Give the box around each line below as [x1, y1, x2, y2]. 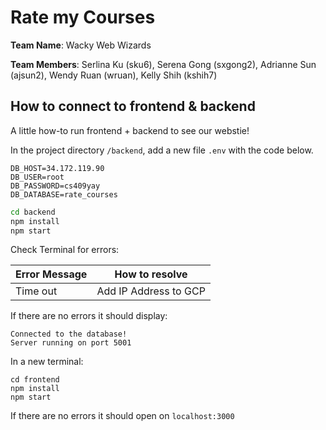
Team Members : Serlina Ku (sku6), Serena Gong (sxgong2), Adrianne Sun [10, 58, 317, 70]
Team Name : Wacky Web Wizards [10, 39, 152, 51]
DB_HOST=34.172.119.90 [10, 163, 105, 173]
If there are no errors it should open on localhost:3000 [10, 410, 235, 422]
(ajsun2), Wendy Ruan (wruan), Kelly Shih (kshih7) [10, 69, 218, 81]
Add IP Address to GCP [96, 284, 206, 298]
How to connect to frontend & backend [10, 98, 256, 115]
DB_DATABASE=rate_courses [10, 189, 118, 200]
